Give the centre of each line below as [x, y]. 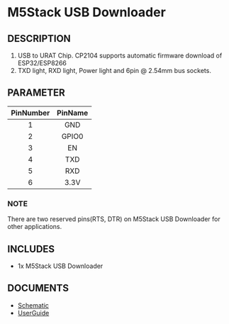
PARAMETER [36, 93]
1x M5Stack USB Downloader [60, 266]
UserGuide [33, 313]
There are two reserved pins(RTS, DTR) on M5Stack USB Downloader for [114, 219]
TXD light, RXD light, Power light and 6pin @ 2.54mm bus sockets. [114, 71]
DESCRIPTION [39, 39]
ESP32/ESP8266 [42, 63]
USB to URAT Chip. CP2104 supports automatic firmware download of [120, 55]
